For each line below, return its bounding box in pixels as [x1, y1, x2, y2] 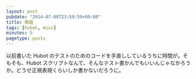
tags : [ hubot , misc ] [6, 24, 57, 31]
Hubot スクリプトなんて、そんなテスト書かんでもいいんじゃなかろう [26, 59, 191, 66]
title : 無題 [6, 19, 33, 25]
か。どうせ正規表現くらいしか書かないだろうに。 [6, 67, 124, 73]
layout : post [6, 8, 38, 15]
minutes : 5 [6, 30, 33, 36]
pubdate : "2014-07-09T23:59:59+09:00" [6, 14, 101, 20]
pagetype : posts [6, 35, 46, 41]
